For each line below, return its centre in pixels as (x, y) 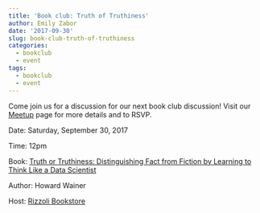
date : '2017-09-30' (41, 31)
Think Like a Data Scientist (52, 170)
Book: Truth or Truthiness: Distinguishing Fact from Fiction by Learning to (130, 161)
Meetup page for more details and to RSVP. (80, 114)
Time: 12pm (27, 145)
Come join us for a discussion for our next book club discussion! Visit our (130, 106)
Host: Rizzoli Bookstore (47, 201)
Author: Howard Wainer (47, 185)
